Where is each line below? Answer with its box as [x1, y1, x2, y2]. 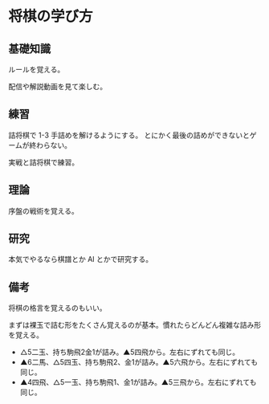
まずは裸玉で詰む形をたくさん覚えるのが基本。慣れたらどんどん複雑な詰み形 [8, 320, 262, 330]
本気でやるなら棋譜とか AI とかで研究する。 [8, 255, 153, 264]
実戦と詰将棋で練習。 [8, 157, 79, 167]
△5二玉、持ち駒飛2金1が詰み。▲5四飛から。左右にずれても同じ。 [19, 347, 239, 357]
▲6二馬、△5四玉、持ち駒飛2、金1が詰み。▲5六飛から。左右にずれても [19, 357, 259, 367]
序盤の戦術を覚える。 [8, 206, 79, 215]
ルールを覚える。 [8, 65, 65, 74]
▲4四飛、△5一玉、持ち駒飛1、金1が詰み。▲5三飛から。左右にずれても [19, 377, 257, 387]
